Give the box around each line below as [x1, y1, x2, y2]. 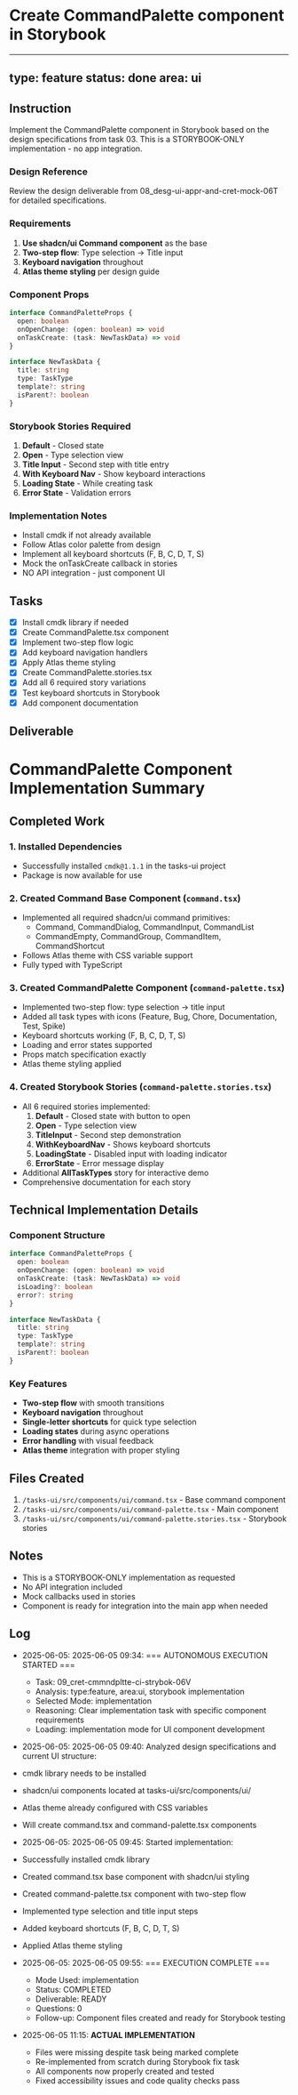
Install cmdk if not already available [21, 530, 152, 541]
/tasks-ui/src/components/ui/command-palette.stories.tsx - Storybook [21, 1513, 287, 1524]
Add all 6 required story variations [21, 677, 146, 688]
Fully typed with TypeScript [21, 960, 122, 971]
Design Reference [9, 165, 89, 178]
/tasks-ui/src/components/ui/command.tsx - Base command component [21, 1494, 286, 1504]
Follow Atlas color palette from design [21, 539, 161, 550]
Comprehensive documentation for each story [21, 1176, 191, 1188]
